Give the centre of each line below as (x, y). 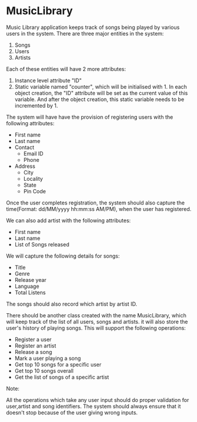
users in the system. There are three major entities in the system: (85, 33)
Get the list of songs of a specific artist (62, 377)
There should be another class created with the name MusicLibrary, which (96, 315)
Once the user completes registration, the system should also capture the (95, 203)
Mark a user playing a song (48, 358)
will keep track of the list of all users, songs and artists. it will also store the (97, 322)
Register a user (33, 339)
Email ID (33, 153)
